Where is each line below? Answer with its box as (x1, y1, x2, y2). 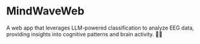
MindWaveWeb (6, 4, 85, 18)
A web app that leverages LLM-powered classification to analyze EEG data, (6, 24, 195, 31)
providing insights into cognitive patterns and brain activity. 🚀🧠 (6, 30, 162, 37)
